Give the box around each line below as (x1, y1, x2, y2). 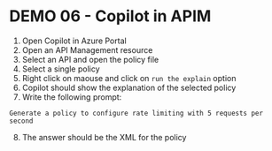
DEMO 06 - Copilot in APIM (9, 6, 212, 26)
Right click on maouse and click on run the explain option (21, 72, 237, 83)
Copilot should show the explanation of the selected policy (21, 82, 237, 93)
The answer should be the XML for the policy (21, 132, 187, 142)
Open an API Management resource (21, 44, 153, 55)
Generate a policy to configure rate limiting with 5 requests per (9, 109, 264, 117)
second (9, 117, 34, 125)
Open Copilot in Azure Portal (21, 35, 127, 46)
